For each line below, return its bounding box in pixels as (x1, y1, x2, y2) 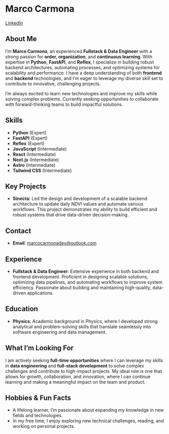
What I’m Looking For (5, 344, 74, 353)
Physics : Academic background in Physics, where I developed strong (12, 318, 158, 324)
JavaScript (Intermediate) (12, 146, 67, 152)
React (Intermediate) (12, 151, 56, 157)
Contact (5, 226, 31, 235)
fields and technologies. (12, 413, 63, 419)
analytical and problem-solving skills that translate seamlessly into (12, 324, 151, 330)
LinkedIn (5, 20, 23, 26)
